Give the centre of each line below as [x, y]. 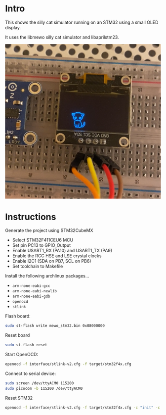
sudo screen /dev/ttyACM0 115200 [40, 383]
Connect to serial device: [31, 373]
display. [13, 27]
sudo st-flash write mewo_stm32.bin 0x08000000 [55, 326]
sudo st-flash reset [26, 345]
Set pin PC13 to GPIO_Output [41, 245]
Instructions [31, 217]
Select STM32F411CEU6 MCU [43, 240]
